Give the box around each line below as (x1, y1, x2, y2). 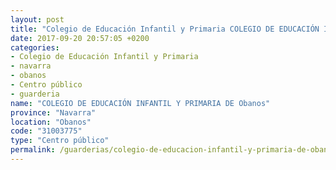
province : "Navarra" (10, 107, 97, 118)
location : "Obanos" (10, 117, 92, 127)
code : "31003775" (10, 126, 83, 136)
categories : (10, 42, 60, 53)
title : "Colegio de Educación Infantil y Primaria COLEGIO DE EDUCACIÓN (10, 24, 320, 34)
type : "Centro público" (10, 136, 110, 146)
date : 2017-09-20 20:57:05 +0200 (10, 33, 150, 43)
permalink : (10, 145, 56, 155)
